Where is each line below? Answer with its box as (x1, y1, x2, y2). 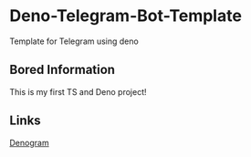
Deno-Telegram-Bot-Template (9, 5, 242, 26)
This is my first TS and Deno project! (9, 86, 147, 97)
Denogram (9, 137, 49, 148)
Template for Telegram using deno (9, 36, 139, 47)
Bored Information (9, 62, 116, 78)
